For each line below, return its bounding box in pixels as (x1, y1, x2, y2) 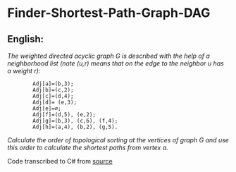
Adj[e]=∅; (32, 105, 61, 112)
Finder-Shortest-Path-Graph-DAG (7, 5, 211, 21)
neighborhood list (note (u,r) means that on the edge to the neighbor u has (7, 59, 224, 68)
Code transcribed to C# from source (7, 157, 113, 165)
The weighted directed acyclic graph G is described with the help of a (7, 51, 210, 60)
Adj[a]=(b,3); (32, 80, 74, 87)
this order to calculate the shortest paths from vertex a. (7, 143, 169, 152)
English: (7, 33, 44, 45)
